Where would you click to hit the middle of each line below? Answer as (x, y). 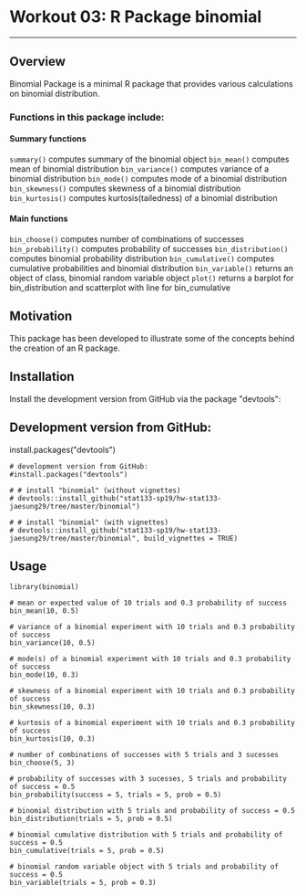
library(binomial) (44, 587)
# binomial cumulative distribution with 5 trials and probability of (146, 835)
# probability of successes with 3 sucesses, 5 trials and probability (148, 779)
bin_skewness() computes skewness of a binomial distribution (125, 188)
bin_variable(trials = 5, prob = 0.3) (83, 883)
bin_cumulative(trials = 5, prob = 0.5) (87, 851)
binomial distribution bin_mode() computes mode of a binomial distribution (148, 178)
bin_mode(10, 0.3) (44, 675)
